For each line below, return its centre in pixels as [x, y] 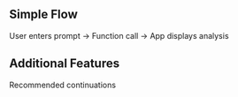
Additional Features [65, 64]
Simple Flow [43, 15]
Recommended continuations [63, 85]
